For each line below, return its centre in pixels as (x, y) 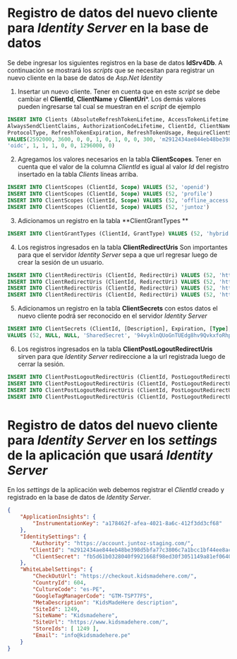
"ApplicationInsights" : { (58, 517)
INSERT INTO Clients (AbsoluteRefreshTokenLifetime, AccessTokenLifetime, (120, 119)
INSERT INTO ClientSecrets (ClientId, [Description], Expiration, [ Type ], (120, 329)
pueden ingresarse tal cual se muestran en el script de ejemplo (109, 106)
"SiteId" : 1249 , (56, 609)
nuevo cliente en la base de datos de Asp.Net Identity (85, 78)
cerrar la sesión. (41, 364)
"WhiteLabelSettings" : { (56, 570)
